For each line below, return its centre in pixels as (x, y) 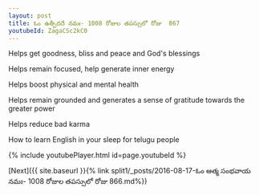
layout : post (30, 16)
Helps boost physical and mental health (73, 84)
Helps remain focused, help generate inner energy (91, 69)
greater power (32, 108)
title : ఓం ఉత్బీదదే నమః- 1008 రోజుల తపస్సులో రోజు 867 (94, 23)
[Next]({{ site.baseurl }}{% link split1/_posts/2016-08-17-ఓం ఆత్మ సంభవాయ (129, 171)
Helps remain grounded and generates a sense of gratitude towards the (127, 100)
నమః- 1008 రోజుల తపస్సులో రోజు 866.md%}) (78, 181)
